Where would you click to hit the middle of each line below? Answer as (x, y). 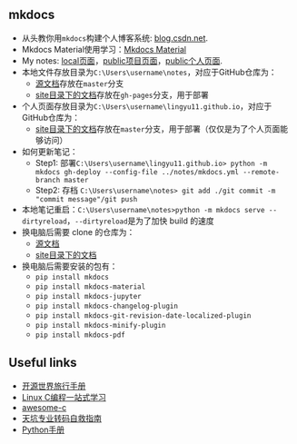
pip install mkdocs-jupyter (88, 296)
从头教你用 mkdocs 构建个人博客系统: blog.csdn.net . (115, 38)
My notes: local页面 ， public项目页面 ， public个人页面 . (122, 60)
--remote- (262, 172)
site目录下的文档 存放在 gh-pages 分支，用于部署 (122, 94)
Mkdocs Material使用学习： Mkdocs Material (104, 49)
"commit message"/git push (86, 199)
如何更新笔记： (49, 151)
